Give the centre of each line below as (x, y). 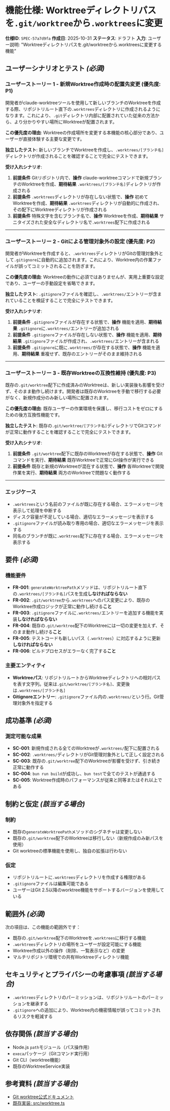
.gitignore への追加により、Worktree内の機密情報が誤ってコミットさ (84, 1010)
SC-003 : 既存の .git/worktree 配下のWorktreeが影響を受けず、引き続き (87, 761)
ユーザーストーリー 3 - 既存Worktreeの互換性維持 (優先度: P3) (81, 373)
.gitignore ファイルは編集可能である (51, 884)
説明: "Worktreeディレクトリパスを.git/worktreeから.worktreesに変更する (86, 44)
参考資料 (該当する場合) (42, 1084)
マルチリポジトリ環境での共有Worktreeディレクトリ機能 (71, 957)
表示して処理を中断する (37, 510)
